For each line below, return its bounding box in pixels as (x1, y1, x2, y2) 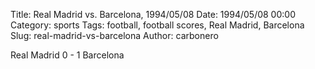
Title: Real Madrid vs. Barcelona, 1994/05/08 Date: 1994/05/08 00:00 (10, 9, 296, 20)
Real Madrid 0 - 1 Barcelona (10, 49, 125, 61)
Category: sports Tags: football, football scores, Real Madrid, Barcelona (10, 19, 305, 31)
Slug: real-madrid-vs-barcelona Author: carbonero (10, 30, 219, 41)
